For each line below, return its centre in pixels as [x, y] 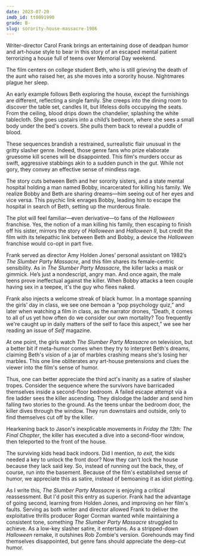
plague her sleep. [28, 83]
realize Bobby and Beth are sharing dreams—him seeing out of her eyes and [100, 194]
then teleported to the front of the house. [57, 442]
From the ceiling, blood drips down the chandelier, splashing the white [93, 113]
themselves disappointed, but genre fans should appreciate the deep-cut [96, 541]
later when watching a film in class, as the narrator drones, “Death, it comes [99, 312]
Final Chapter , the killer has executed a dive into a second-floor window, [96, 436]
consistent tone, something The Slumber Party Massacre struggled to [92, 522]
